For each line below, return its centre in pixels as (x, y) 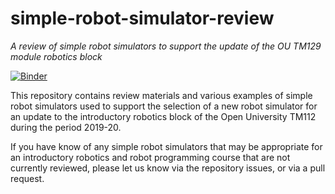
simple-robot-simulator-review (142, 18)
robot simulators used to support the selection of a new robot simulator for (164, 106)
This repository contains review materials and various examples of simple (161, 95)
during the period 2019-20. (66, 127)
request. (27, 178)
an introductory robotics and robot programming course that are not (150, 157)
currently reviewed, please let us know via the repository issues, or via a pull (168, 168)
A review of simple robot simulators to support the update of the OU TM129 (166, 46)
